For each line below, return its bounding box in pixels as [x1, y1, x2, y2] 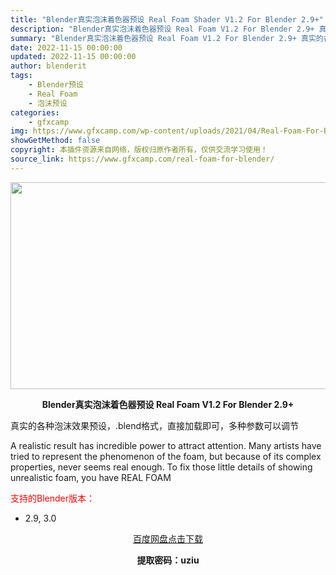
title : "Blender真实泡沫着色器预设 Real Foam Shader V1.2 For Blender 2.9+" [10, 14, 324, 25]
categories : [10, 107, 60, 118]
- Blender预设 [28, 80, 84, 90]
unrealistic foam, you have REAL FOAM [10, 471, 172, 483]
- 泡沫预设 [28, 98, 68, 108]
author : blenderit [10, 61, 87, 71]
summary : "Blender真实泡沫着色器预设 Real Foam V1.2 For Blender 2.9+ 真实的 [10, 33, 324, 43]
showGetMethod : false [10, 136, 101, 146]
